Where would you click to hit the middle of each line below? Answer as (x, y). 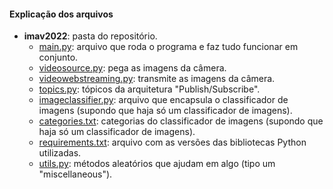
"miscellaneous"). (75, 174)
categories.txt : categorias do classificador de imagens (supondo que (181, 121)
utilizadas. (60, 153)
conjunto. (58, 57)
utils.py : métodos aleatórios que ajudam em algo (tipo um (157, 164)
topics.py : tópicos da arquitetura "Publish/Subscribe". (149, 89)
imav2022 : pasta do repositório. (90, 36)
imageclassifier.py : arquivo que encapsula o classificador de (163, 100)
